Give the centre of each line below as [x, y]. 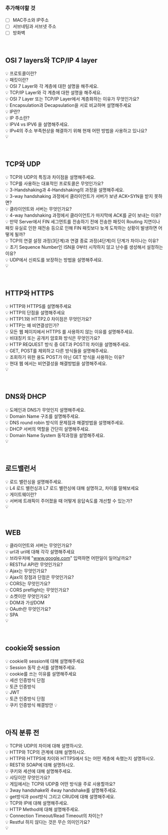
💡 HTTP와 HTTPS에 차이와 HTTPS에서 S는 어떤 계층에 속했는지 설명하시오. [80, 758]
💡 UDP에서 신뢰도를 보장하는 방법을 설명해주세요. [54, 260]
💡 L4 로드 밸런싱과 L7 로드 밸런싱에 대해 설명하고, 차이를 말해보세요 [72, 488]
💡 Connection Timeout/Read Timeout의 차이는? [54, 816]
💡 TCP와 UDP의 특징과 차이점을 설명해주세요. [50, 177]
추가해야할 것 [20, 8]
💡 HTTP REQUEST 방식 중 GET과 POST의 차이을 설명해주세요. [68, 344]
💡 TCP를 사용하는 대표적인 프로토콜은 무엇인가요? [55, 184]
